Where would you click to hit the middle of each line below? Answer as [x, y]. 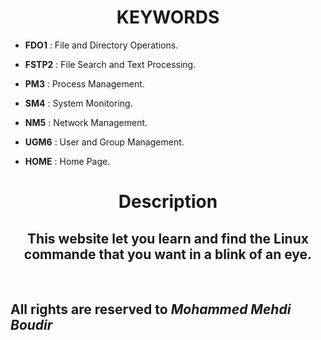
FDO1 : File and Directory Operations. [101, 45]
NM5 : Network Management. [86, 122]
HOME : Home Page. [67, 161]
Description [168, 202]
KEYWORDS [168, 17]
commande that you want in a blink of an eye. [168, 254]
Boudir [31, 325]
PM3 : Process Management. [84, 83]
